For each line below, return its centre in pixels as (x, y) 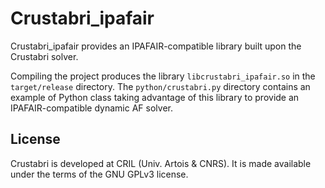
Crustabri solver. (44, 56)
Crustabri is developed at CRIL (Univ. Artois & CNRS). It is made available (161, 163)
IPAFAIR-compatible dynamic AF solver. (91, 108)
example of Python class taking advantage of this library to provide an (155, 97)
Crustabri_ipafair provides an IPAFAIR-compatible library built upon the (156, 46)
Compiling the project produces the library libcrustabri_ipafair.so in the (163, 76)
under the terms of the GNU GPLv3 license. (99, 174)
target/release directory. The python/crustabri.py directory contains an (160, 86)
